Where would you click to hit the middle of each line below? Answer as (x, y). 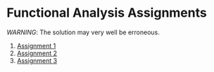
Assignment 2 (37, 53)
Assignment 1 (36, 45)
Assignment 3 (37, 60)
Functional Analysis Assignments (107, 13)
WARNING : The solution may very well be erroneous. (83, 32)
